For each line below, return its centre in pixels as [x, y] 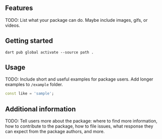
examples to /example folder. [34, 85]
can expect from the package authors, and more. [55, 132]
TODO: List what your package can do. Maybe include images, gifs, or [77, 20]
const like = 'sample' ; [30, 93]
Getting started [29, 41]
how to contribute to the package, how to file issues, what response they [79, 126]
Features [19, 8]
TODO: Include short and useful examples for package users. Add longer [79, 79]
